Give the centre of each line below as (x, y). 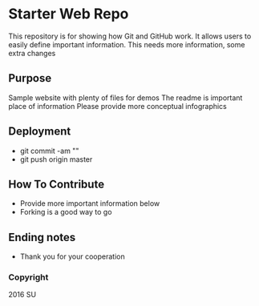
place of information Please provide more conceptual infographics (117, 106)
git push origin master (56, 159)
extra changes (32, 53)
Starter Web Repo (69, 14)
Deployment (40, 132)
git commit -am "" (49, 151)
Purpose (30, 78)
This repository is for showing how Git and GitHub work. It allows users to (130, 36)
